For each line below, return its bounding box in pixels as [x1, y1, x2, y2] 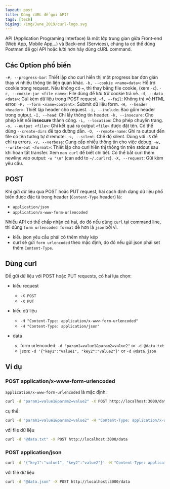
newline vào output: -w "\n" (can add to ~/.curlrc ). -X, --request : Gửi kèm [5, 155, 163, 161]
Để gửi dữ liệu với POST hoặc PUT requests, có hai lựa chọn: [5, 273, 132, 279]
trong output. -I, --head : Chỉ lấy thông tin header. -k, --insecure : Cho [5, 112, 154, 118]
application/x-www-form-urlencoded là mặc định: [5, 389, 107, 395]
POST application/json [5, 449, 62, 456]
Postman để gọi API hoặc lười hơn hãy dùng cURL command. [5, 46, 132, 52]
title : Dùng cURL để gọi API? [5, 12, 69, 17]
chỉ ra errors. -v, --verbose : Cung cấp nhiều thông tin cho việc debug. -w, [5, 139, 161, 145]
